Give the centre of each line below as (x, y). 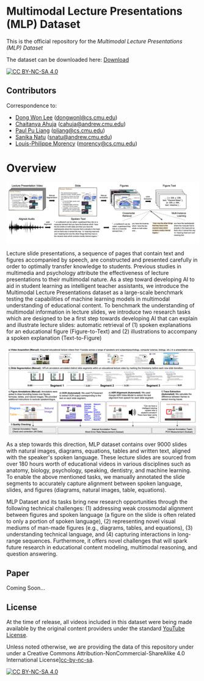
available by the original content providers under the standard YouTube (96, 628)
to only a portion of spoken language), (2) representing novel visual (91, 521)
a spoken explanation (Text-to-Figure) (54, 338)
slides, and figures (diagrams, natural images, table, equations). (86, 490)
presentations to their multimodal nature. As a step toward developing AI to (100, 279)
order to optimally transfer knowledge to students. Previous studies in (94, 266)
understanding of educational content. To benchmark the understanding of (100, 306)
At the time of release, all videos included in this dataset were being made (99, 622)
